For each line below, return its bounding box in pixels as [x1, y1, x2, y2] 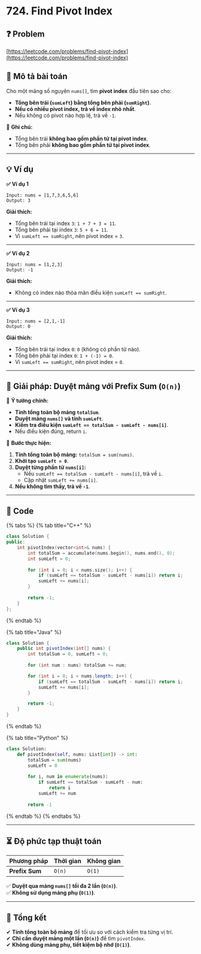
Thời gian [53, 857, 82, 865]
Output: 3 [6, 197, 31, 203]
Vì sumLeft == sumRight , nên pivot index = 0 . [14, 358, 124, 365]
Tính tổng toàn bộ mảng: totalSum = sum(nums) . [14, 451, 135, 458]
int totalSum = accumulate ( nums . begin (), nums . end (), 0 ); [28, 550, 175, 556]
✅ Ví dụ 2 [6, 249, 30, 257]
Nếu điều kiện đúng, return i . [14, 428, 87, 435]
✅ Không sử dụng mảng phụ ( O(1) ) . [6, 889, 96, 896]
